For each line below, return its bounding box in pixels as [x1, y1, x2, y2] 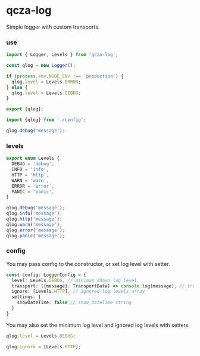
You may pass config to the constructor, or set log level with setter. [6, 260, 171, 267]
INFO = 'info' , [11, 166, 49, 173]
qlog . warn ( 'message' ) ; [6, 221, 62, 227]
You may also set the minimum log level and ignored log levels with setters [6, 321, 189, 329]
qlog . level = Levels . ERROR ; [11, 79, 82, 85]
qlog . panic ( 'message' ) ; [6, 233, 65, 239]
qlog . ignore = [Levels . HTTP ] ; [6, 343, 82, 349]
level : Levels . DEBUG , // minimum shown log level [11, 277, 137, 283]
